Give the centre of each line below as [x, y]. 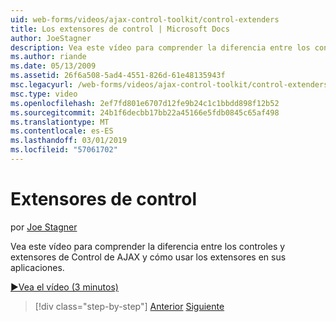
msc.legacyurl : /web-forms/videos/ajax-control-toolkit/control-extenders [169, 85]
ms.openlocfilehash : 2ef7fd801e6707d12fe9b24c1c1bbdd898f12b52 [145, 103]
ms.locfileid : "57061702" [64, 150]
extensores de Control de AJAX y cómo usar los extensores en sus [148, 257]
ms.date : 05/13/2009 [53, 66]
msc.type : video [44, 94]
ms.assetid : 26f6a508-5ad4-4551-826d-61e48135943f [118, 76]
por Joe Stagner [44, 227]
